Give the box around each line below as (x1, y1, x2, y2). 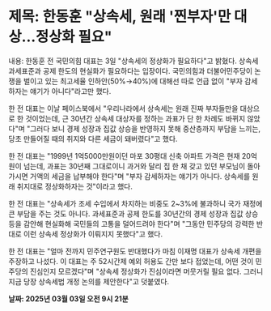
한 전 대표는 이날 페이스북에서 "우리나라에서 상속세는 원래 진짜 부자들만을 (8, 103, 239, 113)
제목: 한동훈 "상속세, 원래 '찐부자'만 (8, 7, 231, 26)
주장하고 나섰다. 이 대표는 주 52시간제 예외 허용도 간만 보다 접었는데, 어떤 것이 (8, 256, 254, 266)
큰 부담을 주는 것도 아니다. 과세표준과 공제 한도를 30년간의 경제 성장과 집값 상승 (8, 208, 259, 219)
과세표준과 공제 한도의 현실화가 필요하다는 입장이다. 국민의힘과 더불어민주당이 (8, 66, 253, 75)
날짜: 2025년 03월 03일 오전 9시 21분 (8, 293, 129, 304)
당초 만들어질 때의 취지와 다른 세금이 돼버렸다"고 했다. (8, 134, 178, 143)
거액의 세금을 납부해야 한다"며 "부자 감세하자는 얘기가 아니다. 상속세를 (29, 171, 251, 181)
